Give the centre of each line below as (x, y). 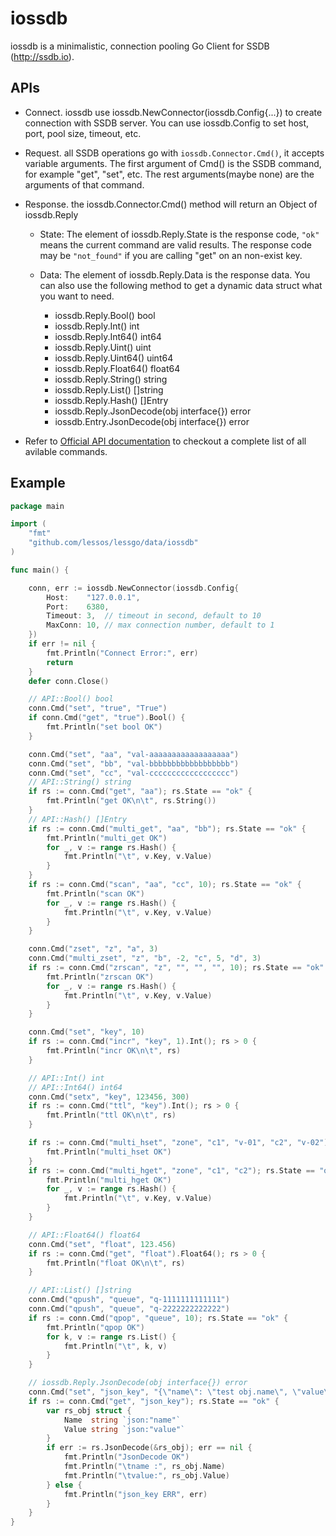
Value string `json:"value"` (124, 1429)
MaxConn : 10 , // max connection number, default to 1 (160, 625)
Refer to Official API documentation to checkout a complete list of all (165, 441)
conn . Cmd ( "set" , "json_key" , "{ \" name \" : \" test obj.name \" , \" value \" (180, 1392)
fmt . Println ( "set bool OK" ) (104, 727)
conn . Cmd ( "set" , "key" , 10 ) (86, 1032)
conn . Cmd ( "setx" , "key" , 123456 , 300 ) (109, 1097)
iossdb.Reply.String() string (111, 379)
